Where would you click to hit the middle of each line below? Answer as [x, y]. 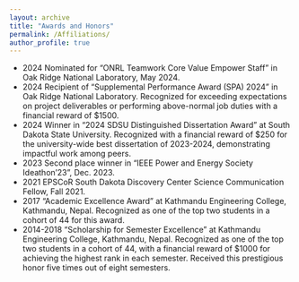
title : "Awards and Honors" [62, 26]
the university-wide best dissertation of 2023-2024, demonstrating [146, 144]
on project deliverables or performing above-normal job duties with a [150, 106]
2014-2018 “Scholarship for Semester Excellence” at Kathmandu [141, 230]
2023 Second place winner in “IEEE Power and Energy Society [138, 163]
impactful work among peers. [77, 154]
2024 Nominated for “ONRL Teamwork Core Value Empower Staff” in [150, 68]
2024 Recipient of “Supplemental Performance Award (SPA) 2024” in [150, 87]
